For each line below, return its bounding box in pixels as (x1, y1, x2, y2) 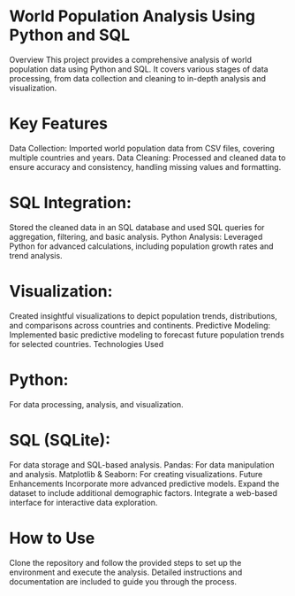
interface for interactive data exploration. (9, 497, 158, 507)
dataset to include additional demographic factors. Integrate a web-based (9, 487, 278, 498)
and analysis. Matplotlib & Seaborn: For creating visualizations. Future (9, 468, 263, 479)
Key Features (9, 113, 109, 134)
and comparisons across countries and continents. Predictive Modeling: (9, 320, 271, 330)
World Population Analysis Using (9, 6, 256, 27)
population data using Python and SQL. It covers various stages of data (9, 64, 269, 74)
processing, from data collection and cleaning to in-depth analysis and (9, 73, 267, 83)
